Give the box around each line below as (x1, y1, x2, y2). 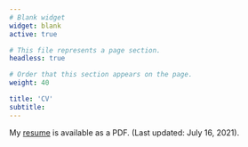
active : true (9, 29, 58, 38)
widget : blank (9, 21, 62, 30)
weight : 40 (9, 78, 50, 87)
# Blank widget (9, 12, 66, 22)
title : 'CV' (9, 94, 53, 103)
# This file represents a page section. (9, 45, 162, 54)
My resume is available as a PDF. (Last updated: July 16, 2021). (9, 127, 240, 138)
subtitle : (9, 102, 46, 111)
